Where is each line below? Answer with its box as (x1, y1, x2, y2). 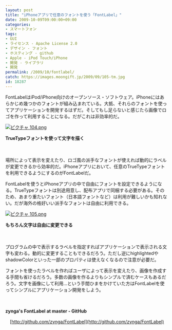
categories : (5, 22, 31, 27)
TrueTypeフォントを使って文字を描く (5, 135, 85, 141)
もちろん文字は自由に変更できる (5, 222, 73, 228)
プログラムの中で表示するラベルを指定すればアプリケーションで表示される (5, 244, 163, 250)
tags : (5, 31, 17, 36)
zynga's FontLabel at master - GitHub (5, 308, 87, 314)
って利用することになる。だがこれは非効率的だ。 (18, 113, 122, 119)
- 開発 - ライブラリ (5, 60, 44, 65)
